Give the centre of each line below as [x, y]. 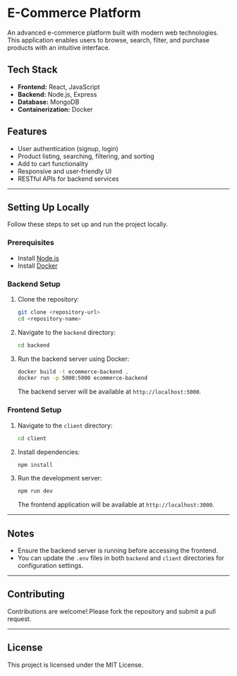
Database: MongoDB [48, 102]
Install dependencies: [49, 452]
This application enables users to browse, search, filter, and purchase [109, 40]
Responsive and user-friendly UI [64, 171]
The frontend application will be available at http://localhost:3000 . [116, 505]
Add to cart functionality [53, 163]
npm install [35, 465]
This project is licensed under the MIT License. [75, 665]
